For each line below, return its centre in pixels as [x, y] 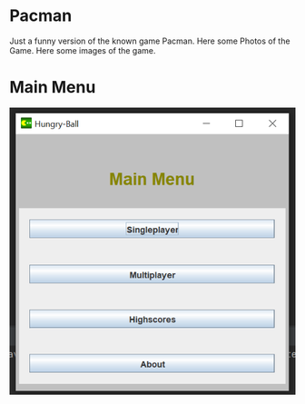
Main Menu [53, 88]
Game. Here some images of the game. [83, 50]
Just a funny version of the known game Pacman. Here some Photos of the [150, 41]
